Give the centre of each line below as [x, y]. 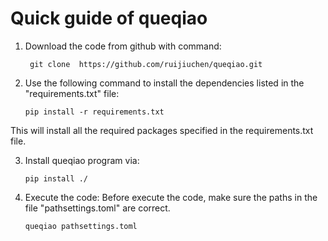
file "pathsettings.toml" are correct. [97, 208]
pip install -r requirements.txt [94, 112]
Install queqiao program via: [82, 160]
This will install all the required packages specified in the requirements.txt [162, 130]
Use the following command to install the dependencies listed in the [164, 83]
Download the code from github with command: [123, 46]
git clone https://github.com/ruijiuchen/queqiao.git [146, 64]
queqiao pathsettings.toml [81, 226]
